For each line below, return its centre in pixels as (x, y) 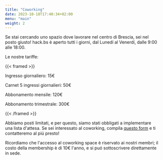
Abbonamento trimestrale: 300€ (37, 104)
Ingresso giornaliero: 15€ (30, 76)
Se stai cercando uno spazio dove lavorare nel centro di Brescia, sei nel (77, 37)
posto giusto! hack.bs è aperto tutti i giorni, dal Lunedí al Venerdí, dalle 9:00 (81, 42)
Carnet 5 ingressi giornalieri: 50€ (38, 85)
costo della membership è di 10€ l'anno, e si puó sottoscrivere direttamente (81, 148)
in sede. (13, 153)
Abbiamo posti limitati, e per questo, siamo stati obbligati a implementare (78, 123)
